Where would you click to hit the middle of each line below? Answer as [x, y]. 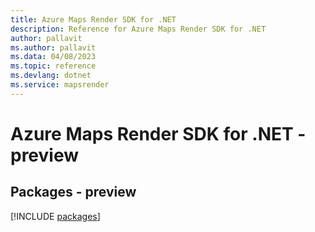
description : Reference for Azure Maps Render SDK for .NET [138, 29]
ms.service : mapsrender [60, 85]
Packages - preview [73, 192]
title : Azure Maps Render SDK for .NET [93, 19]
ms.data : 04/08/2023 [53, 57]
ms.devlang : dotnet [51, 76]
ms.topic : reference [53, 66]
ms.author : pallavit [53, 47]
